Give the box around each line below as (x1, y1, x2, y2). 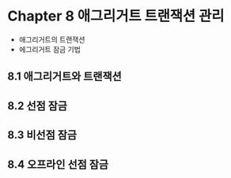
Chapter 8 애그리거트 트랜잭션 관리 (7, 7, 225, 25)
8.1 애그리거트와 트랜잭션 (7, 70, 122, 83)
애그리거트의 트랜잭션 (18, 35, 85, 44)
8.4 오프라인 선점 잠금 (7, 158, 108, 171)
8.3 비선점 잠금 (7, 128, 77, 142)
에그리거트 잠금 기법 (18, 44, 81, 54)
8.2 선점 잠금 (7, 99, 68, 113)
